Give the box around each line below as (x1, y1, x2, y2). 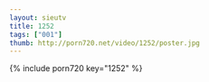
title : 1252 (9, 22, 54, 31)
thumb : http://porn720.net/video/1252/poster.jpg (9, 38, 201, 48)
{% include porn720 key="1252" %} (9, 63, 143, 74)
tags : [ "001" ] (9, 30, 63, 39)
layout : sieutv (9, 13, 67, 23)
